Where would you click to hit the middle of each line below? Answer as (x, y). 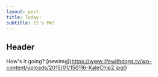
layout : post (23, 12)
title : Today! (24, 17)
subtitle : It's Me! (31, 23)
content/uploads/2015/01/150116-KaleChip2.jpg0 (67, 68)
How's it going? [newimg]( (39, 61)
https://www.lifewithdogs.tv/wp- (112, 61)
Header (21, 47)
